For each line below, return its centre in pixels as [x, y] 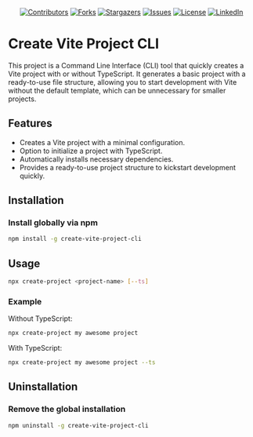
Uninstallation [43, 387]
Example [25, 301]
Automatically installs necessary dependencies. [96, 159]
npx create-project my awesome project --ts [82, 362]
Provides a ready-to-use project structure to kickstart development [128, 167]
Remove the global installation [67, 410]
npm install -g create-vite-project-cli [75, 239]
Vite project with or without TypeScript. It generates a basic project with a [127, 74]
